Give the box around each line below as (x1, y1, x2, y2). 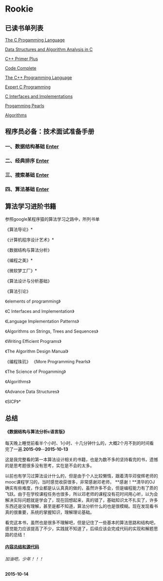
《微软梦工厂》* (5, 268, 37, 274)
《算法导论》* (5, 226, 33, 232)
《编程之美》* (5, 257, 33, 263)
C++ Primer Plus (5, 56, 38, 62)
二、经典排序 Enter (5, 158, 49, 164)
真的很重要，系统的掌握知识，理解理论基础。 (5, 509, 95, 515)
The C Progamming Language (5, 37, 65, 43)
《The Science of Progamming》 (5, 369, 66, 374)
